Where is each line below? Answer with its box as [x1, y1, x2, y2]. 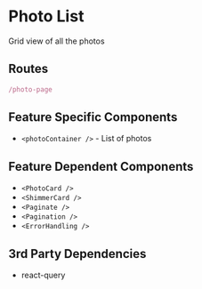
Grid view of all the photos [8, 36, 105, 46]
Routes [8, 61, 49, 76]
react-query [20, 269, 66, 281]
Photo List [8, 6, 85, 27]
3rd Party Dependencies [8, 246, 147, 261]
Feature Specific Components [8, 109, 178, 125]
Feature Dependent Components [8, 158, 194, 174]
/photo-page [8, 84, 53, 94]
